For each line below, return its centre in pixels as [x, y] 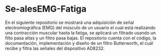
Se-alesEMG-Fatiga [46, 9]
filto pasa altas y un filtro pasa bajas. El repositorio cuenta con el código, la [81, 38]
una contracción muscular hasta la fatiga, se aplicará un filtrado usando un [80, 33]
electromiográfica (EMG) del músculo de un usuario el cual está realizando [80, 27]
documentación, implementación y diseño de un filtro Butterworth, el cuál [79, 43]
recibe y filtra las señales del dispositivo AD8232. [55, 48]
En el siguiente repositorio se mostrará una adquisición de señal [69, 22]
